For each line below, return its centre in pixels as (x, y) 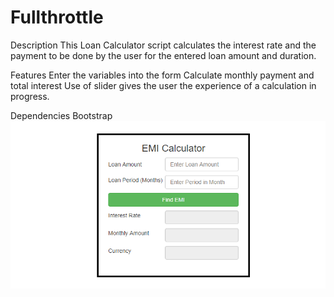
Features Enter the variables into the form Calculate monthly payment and (162, 75)
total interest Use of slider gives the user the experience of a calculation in (163, 85)
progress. (30, 96)
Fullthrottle (57, 17)
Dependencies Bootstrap (61, 115)
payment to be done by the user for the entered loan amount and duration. (163, 55)
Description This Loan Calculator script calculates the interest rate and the (163, 45)
